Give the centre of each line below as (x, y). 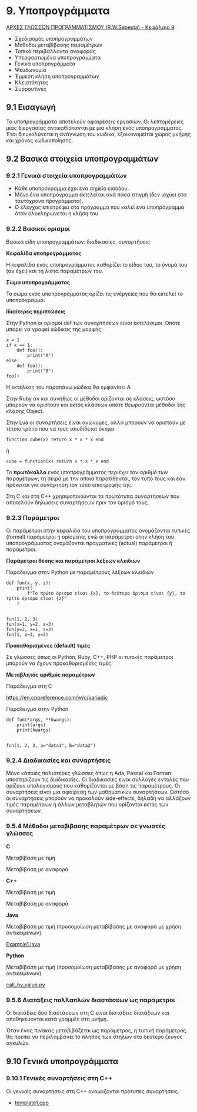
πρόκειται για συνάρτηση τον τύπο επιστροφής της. (69, 484)
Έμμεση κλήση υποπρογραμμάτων (57, 76)
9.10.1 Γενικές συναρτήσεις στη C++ (59, 1078)
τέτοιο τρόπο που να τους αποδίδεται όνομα (60, 428)
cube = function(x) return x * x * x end (58, 461)
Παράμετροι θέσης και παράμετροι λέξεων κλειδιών (73, 561)
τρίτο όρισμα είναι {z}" (36, 599)
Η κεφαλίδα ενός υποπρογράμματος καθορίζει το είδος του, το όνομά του (97, 264)
